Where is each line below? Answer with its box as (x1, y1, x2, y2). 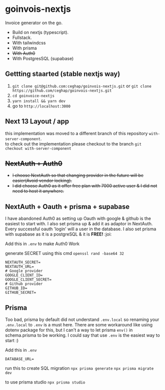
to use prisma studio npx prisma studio (5, 379, 85, 385)
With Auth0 (12, 50, 35, 56)
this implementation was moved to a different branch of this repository (5, 130, 148, 136)
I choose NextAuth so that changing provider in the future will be (12, 173, 144, 178)
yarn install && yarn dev (12, 99, 66, 104)
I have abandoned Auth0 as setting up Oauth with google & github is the (5, 215, 151, 221)
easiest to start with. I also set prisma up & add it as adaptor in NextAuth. (5, 221, 153, 227)
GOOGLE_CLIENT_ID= (5, 273, 43, 278)
